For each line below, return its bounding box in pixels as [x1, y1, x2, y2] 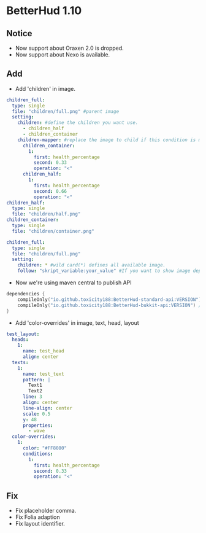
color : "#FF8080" [22, 445, 67, 451]
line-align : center [22, 405, 72, 411]
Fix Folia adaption [15, 513, 60, 521]
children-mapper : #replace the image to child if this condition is [17, 136, 196, 143]
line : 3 [22, 394, 43, 400]
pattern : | [22, 376, 51, 383]
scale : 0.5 [22, 411, 51, 417]
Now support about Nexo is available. [15, 51, 110, 58]
